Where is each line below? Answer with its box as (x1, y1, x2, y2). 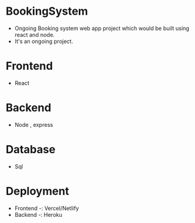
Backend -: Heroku (14, 211, 62, 218)
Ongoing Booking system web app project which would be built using (14, 25, 190, 32)
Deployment (6, 184, 70, 198)
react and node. (14, 31, 55, 38)
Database (6, 143, 56, 156)
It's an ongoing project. (14, 37, 73, 45)
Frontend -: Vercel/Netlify (14, 204, 79, 212)
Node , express (14, 121, 53, 128)
